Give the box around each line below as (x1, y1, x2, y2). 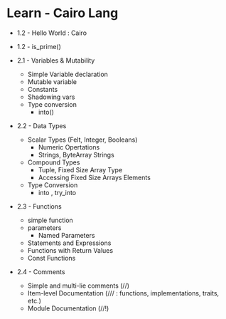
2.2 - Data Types (16, 121, 67, 130)
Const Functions (27, 253, 76, 262)
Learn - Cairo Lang (6, 5, 119, 21)
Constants (27, 85, 58, 93)
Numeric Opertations (38, 142, 100, 151)
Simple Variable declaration (27, 70, 108, 78)
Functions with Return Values (27, 246, 114, 254)
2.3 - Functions (16, 202, 62, 211)
